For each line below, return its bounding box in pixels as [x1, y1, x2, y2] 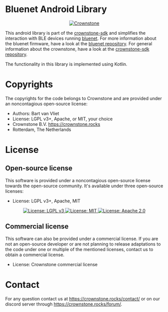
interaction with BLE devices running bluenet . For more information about [5, 35, 156, 41]
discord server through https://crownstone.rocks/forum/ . [5, 301, 122, 307]
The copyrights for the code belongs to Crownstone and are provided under [5, 95, 162, 101]
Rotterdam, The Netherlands [12, 126, 72, 132]
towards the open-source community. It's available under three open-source [5, 183, 163, 189]
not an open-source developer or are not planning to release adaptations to [5, 241, 161, 247]
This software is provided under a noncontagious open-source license [5, 177, 150, 183]
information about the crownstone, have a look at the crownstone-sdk [5, 46, 149, 52]
